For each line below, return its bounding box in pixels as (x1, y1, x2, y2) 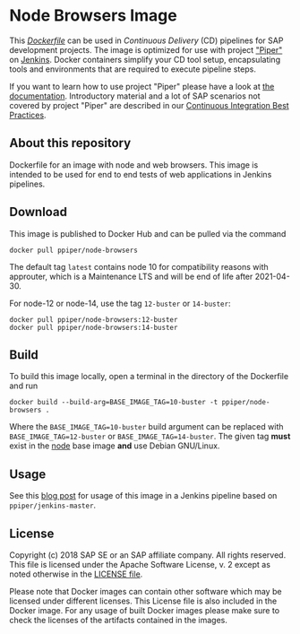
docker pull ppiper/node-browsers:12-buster (9, 315, 178, 324)
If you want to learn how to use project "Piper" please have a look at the (9, 81, 275, 91)
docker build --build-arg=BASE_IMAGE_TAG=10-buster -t (9, 398, 219, 407)
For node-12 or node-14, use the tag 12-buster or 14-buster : (9, 298, 231, 308)
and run (9, 380, 39, 391)
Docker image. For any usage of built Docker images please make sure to (9, 605, 280, 615)
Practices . (9, 109, 47, 120)
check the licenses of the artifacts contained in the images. (9, 615, 228, 625)
